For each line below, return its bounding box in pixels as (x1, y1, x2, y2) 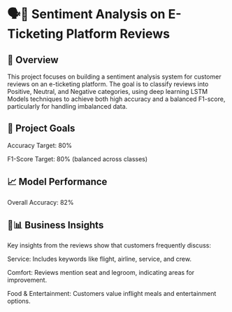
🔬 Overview (7, 54, 59, 66)
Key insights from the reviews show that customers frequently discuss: (7, 241, 212, 250)
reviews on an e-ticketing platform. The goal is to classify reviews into (7, 80, 209, 88)
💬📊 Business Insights (7, 219, 104, 231)
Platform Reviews (66, 26, 170, 42)
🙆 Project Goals (7, 123, 75, 135)
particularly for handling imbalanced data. (7, 102, 128, 110)
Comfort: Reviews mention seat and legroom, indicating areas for (7, 269, 195, 277)
